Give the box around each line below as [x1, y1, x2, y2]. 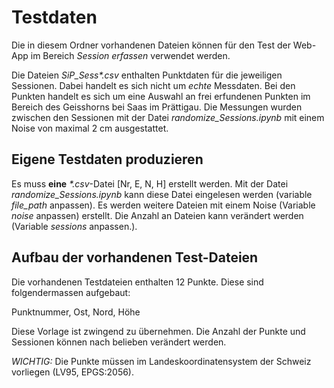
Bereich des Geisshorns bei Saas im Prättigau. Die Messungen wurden [11, 101, 303, 113]
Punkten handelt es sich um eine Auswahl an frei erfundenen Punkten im [11, 90, 311, 102]
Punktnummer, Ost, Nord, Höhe [11, 306, 141, 318]
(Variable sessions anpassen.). [11, 220, 138, 232]
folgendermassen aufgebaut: [11, 286, 131, 298]
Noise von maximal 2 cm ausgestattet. [11, 122, 169, 134]
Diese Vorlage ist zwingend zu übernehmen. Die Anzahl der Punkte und [11, 325, 306, 337]
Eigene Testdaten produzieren [11, 151, 204, 168]
